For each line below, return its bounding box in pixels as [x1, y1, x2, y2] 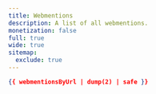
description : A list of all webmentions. [8, 19, 149, 27]
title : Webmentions [8, 11, 74, 20]
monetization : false [8, 26, 78, 34]
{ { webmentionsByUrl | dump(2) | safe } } [8, 77, 149, 86]
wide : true [8, 41, 45, 49]
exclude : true [15, 57, 62, 65]
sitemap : [8, 49, 38, 57]
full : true [8, 33, 45, 42]
